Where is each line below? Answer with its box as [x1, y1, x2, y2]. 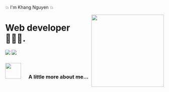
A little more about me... [28, 73, 89, 80]
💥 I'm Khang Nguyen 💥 [5, 5, 54, 10]
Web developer [5, 22, 70, 34]
